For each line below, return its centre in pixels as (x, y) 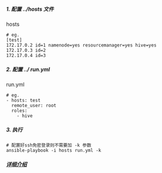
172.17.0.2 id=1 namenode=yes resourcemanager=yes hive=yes (82, 45)
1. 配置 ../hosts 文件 (30, 9)
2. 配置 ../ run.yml (28, 69)
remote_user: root (34, 105)
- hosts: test (24, 100)
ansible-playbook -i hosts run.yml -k (54, 150)
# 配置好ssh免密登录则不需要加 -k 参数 (49, 145)
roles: (19, 111)
